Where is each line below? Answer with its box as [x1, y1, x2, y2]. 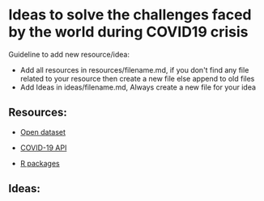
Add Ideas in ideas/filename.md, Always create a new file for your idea [19, 82, 257, 92]
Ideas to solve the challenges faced [8, 6, 252, 24]
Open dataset [19, 127, 66, 136]
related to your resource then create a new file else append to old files [19, 73, 255, 83]
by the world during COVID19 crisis [8, 23, 249, 41]
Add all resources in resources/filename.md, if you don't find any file [19, 65, 249, 74]
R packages [19, 158, 60, 168]
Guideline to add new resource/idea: [8, 49, 130, 59]
